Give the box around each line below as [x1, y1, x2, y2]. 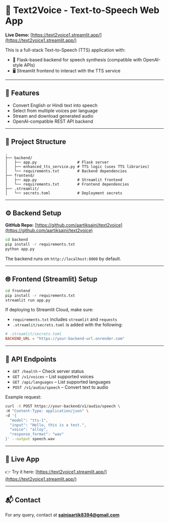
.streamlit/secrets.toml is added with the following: [12, 322, 123, 328]
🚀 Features [5, 89, 40, 98]
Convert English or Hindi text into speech [12, 102, 98, 108]
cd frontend [5, 288, 30, 293]
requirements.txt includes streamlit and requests [12, 316, 117, 322]
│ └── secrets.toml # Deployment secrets [5, 191, 123, 196]
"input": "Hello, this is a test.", [10, 422, 87, 427]
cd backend [5, 237, 28, 242]
